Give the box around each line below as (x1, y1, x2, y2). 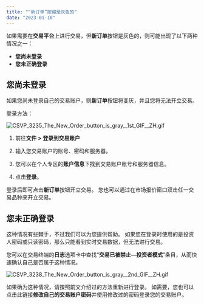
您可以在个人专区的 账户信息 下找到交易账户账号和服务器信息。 (15, 161, 170, 168)
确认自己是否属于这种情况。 (11, 259, 81, 266)
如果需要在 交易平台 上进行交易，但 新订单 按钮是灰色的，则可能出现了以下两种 (6, 32, 198, 40)
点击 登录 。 (15, 173, 42, 181)
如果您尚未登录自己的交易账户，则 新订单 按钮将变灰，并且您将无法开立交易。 (6, 97, 198, 104)
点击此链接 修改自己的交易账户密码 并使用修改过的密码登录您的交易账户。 (6, 291, 187, 299)
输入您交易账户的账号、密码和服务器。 (15, 147, 111, 155)
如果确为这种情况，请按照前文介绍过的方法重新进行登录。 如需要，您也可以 (6, 283, 194, 291)
